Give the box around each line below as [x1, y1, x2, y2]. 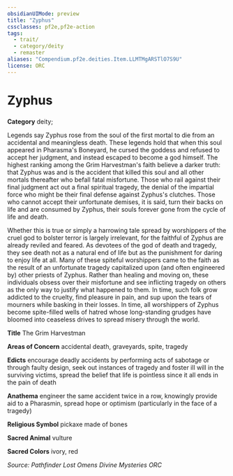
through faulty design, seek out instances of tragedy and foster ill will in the [7, 363, 225, 371]
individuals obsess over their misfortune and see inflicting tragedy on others [7, 277, 227, 287]
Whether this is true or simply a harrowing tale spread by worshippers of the [7, 226, 227, 234]
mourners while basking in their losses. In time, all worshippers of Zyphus [7, 300, 219, 308]
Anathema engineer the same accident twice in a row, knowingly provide [7, 391, 218, 400]
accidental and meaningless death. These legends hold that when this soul [7, 138, 222, 147]
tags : [7, 29, 23, 37]
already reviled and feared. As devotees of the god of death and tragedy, [7, 240, 218, 249]
